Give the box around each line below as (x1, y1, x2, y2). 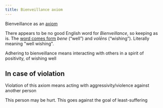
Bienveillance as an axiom (5, 21, 58, 27)
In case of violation (5, 70, 65, 78)
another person (5, 88, 37, 94)
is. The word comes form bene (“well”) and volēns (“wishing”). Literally (5, 35, 150, 41)
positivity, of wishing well (5, 55, 57, 61)
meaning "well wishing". (5, 40, 54, 47)
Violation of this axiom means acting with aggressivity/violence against (5, 82, 150, 88)
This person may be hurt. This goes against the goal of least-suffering (5, 97, 148, 103)
